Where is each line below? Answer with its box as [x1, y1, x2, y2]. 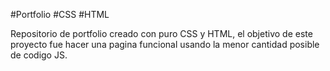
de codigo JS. [10, 49, 68, 61]
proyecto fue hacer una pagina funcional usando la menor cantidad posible [10, 39, 320, 50]
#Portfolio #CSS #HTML [10, 9, 110, 20]
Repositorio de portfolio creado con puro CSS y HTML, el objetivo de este [10, 28, 313, 39]
